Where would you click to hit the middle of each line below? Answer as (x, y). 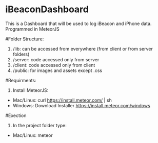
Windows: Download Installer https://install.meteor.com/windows (81, 105)
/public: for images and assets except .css (57, 70)
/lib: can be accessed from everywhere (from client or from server (83, 49)
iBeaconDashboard (47, 9)
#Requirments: (21, 80)
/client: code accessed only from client (54, 65)
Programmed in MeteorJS (33, 29)
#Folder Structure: (25, 39)
